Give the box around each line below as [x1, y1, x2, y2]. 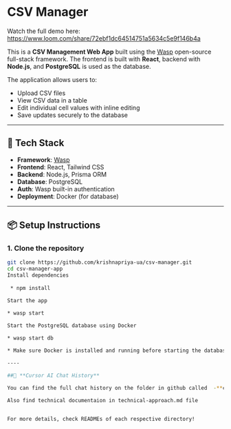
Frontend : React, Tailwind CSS [16, 163, 104, 171]
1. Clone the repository [7, 244, 85, 253]
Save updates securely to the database [16, 111, 129, 119]
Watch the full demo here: [7, 27, 80, 35]
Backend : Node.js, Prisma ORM [16, 170, 107, 178]
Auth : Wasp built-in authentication [16, 185, 115, 193]
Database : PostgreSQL [16, 177, 83, 186]
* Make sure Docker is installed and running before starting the [7, 347, 201, 355]
